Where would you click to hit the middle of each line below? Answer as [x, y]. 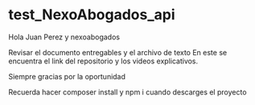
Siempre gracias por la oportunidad [67, 76]
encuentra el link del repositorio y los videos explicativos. [103, 61]
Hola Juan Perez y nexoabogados [64, 37]
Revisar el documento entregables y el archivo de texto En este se [118, 52]
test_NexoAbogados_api [92, 15]
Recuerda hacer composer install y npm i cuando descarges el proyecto [127, 92]
